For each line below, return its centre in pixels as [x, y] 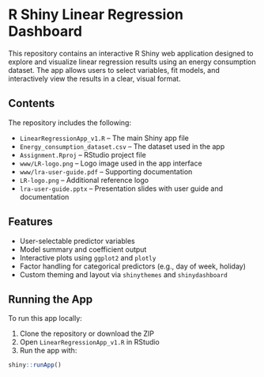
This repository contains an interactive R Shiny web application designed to [131, 53]
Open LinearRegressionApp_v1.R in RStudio [90, 342]
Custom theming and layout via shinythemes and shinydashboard [123, 274]
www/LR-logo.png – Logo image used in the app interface [111, 163]
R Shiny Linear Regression [96, 15]
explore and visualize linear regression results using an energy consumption [132, 62]
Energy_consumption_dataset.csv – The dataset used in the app [122, 146]
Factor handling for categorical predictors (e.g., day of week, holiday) [133, 266]
